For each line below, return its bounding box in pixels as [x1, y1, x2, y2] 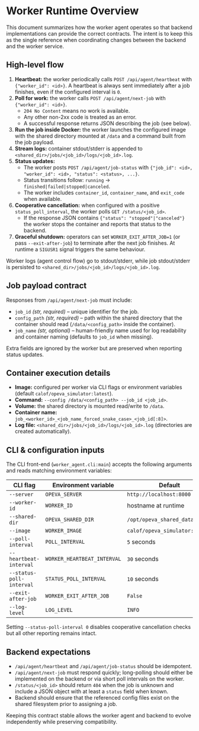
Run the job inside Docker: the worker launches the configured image [14, 126, 187, 133]
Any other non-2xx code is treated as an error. [23, 113, 137, 120]
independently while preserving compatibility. [6, 719, 117, 725]
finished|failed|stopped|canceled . [23, 183, 111, 190]
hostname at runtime [127, 502, 185, 510]
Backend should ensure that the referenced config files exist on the [14, 694, 179, 701]
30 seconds [127, 555, 159, 563]
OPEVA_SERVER [45, 491, 82, 498]
